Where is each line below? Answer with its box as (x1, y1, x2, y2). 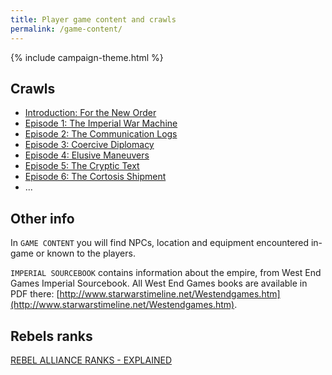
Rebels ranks (10, 327, 93, 345)
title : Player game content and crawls (10, 14, 177, 25)
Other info (10, 210, 75, 227)
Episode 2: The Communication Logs (24, 128, 178, 140)
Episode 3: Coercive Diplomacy (24, 139, 155, 151)
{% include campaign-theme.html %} (10, 51, 164, 63)
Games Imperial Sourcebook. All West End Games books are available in (10, 277, 308, 290)
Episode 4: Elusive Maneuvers (24, 149, 150, 161)
